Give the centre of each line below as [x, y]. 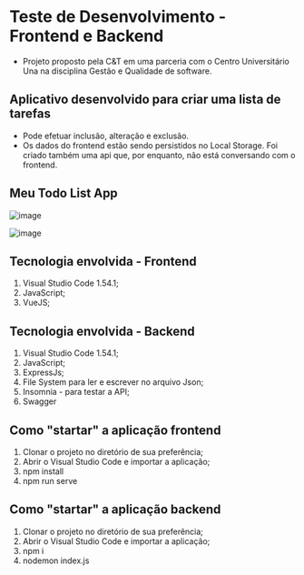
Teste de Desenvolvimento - [118, 17]
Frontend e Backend [87, 36]
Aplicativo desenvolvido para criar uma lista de [145, 100]
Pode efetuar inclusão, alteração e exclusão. [105, 136]
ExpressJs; [44, 373]
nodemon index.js [56, 560]
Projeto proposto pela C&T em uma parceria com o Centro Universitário [156, 61]
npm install [43, 471]
